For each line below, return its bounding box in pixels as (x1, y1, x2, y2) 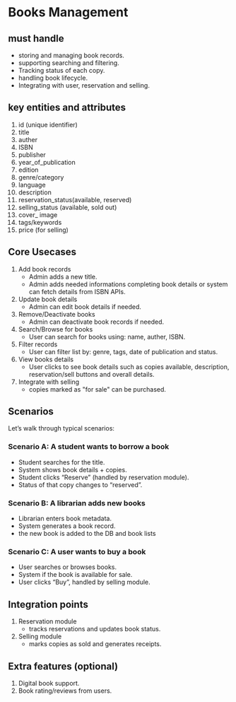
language (18, 180, 46, 189)
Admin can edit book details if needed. (28, 302, 142, 311)
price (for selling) (18, 226, 69, 234)
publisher (18, 150, 47, 159)
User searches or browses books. (18, 563, 117, 571)
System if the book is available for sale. (18, 571, 133, 579)
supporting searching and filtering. (18, 59, 119, 67)
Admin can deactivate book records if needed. (28, 317, 165, 326)
